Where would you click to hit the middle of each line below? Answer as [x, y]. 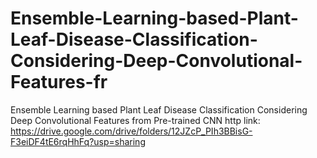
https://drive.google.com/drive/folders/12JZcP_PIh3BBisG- [131, 131]
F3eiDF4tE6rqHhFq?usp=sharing [78, 141]
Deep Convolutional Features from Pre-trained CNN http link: [135, 120]
